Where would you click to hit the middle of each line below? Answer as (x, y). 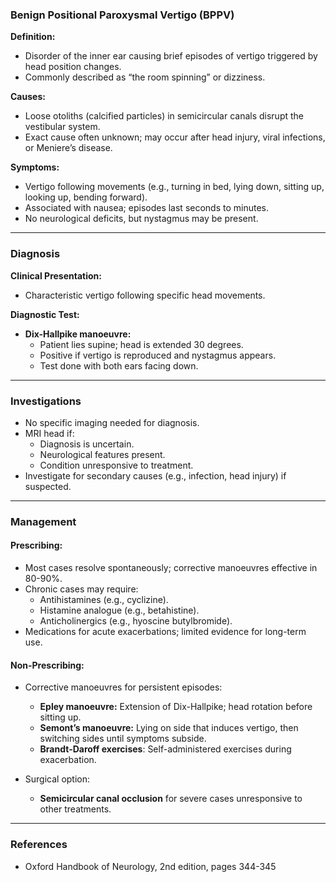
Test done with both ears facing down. (119, 365)
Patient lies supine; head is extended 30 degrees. (141, 344)
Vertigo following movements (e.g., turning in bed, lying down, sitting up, (174, 187)
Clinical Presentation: (56, 275)
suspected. (48, 486)
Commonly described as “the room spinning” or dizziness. (145, 77)
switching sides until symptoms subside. (123, 739)
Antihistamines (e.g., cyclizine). (104, 600)
